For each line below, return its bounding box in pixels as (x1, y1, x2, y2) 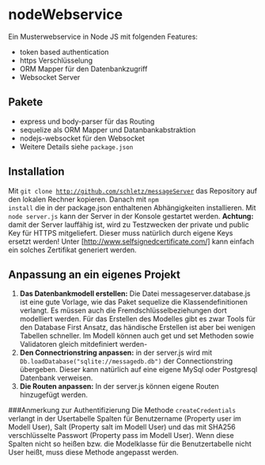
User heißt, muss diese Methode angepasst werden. (8, 448, 179, 457)
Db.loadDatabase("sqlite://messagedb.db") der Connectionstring (19, 356, 233, 366)
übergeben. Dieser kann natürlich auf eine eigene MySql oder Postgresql (19, 365, 258, 375)
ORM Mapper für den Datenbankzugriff (19, 63, 148, 73)
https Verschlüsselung (19, 56, 93, 65)
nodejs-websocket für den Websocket (19, 133, 145, 143)
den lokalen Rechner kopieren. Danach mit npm (8, 194, 160, 204)
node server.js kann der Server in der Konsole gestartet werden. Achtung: (8, 211, 254, 221)
